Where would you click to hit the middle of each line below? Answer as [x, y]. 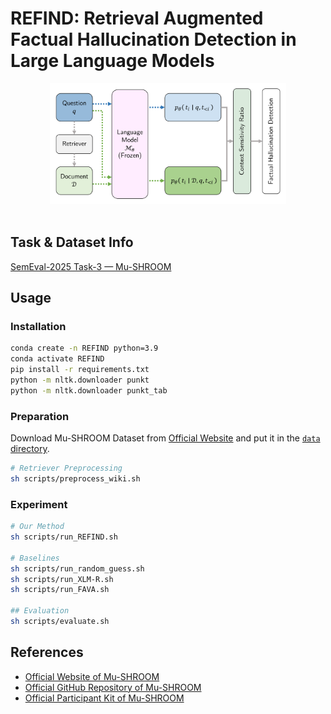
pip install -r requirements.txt [80, 370]
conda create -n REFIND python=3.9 [84, 348]
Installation [38, 327]
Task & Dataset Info [72, 242]
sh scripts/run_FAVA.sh [60, 590]
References [47, 652]
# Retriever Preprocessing [66, 468]
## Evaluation [40, 611]
